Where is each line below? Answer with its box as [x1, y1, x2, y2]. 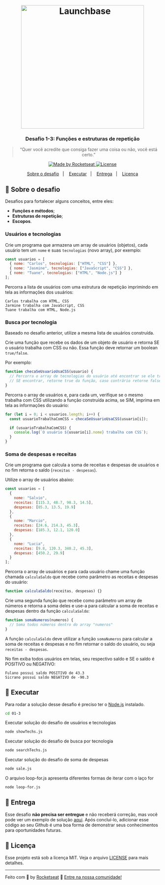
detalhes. [5, 860, 24, 866]
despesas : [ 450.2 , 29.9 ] [14, 551, 65, 555]
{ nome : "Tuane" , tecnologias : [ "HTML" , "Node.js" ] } [9, 270, 122, 276]
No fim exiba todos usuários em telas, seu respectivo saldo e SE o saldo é [5, 656, 155, 662]
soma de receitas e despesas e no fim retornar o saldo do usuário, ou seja [5, 641, 156, 647]
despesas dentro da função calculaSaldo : [5, 608, 90, 614]
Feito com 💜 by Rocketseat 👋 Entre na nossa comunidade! [5, 874, 122, 880]
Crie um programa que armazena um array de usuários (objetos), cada [5, 242, 148, 248]
